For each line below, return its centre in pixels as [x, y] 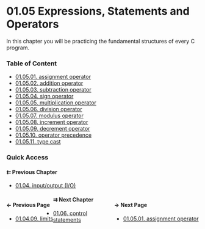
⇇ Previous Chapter [32, 172]
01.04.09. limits [34, 219]
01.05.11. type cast [38, 142]
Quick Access [27, 158]
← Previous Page [28, 205]
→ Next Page [131, 205]
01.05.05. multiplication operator [56, 103]
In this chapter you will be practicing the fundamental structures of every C [101, 41]
